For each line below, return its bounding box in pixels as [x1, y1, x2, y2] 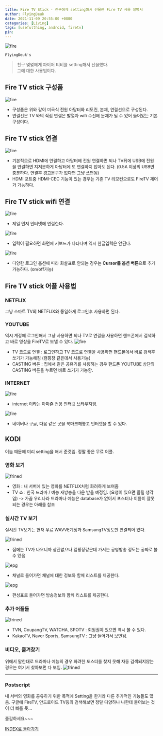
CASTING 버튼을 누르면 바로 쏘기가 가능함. [12, 367, 94, 373]
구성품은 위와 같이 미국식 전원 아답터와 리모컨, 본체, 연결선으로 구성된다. [12, 107, 148, 112]
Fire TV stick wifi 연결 [5, 197, 70, 206]
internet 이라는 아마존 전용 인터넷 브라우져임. [12, 401, 98, 407]
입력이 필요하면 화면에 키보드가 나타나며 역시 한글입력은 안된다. [12, 240, 132, 246]
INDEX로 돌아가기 [5, 726, 39, 732]
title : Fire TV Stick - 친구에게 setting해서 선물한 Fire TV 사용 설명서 [5, 7, 143, 12]
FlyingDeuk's [5, 53, 32, 57]
